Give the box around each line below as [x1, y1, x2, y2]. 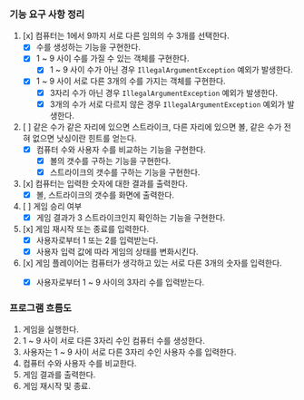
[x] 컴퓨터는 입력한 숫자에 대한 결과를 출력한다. [22, 178, 189, 189]
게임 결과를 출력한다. [22, 369, 96, 380]
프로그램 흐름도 [9, 302, 73, 315]
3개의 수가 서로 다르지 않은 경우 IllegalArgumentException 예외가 [49, 98, 286, 110]
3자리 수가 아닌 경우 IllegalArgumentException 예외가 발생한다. [49, 87, 279, 98]
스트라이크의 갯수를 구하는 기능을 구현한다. [49, 166, 201, 178]
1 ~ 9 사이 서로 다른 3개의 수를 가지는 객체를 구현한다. [35, 75, 226, 87]
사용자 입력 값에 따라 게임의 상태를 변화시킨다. [35, 247, 199, 258]
